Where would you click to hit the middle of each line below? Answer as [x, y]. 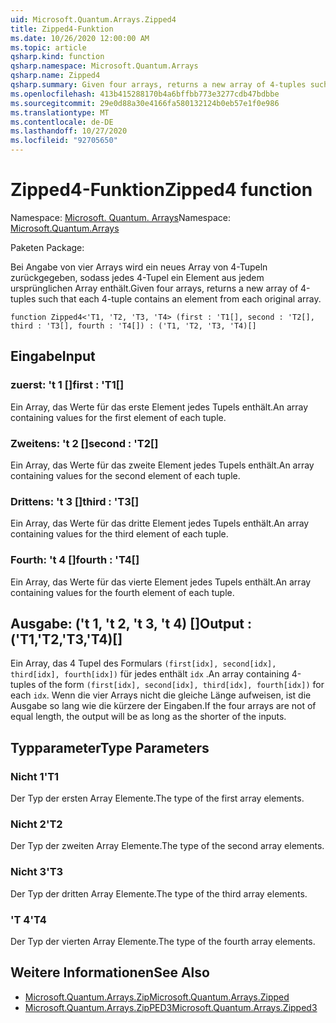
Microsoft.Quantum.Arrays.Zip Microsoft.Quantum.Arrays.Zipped [157, 997]
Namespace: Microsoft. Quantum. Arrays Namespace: [120, 217]
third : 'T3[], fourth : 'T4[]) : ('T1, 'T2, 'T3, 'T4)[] [133, 326]
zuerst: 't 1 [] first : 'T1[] [67, 385]
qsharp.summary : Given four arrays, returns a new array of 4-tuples [158, 85]
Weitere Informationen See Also [110, 972]
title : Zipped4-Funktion [62, 29]
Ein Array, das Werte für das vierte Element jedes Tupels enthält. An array [161, 582]
